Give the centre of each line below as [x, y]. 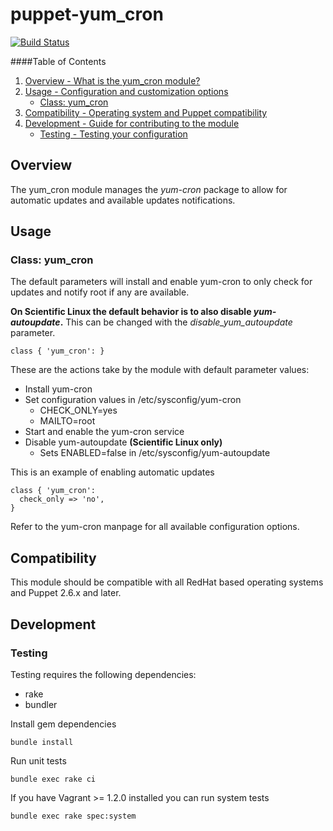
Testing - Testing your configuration [113, 134]
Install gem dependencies [63, 724]
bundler [41, 704]
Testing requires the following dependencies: [103, 674]
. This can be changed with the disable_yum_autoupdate [176, 322]
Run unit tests [38, 760]
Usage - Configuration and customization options [126, 91]
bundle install [42, 742]
